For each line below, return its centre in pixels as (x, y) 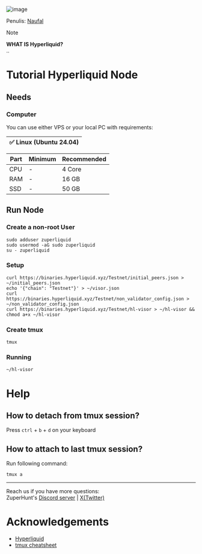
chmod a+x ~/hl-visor (33, 315)
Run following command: (37, 464)
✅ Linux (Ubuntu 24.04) (44, 142)
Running (19, 357)
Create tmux (25, 330)
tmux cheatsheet (36, 545)
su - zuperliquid (28, 250)
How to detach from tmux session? (73, 416)
